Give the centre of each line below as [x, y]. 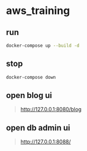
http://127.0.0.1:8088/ [46, 142]
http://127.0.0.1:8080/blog [51, 110]
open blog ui [29, 95]
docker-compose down [31, 77]
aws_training [38, 11]
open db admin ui [38, 127]
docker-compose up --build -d [43, 45]
